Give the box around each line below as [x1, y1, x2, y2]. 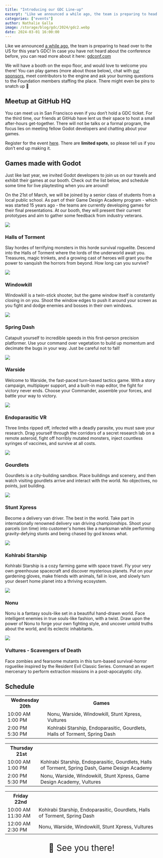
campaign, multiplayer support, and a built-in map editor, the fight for [5, 382, 143, 388]
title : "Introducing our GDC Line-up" [5, 7, 83, 12]
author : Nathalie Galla [5, 20, 53, 26]
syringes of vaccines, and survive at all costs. [5, 441, 97, 446]
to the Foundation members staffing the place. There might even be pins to [5, 78, 155, 84]
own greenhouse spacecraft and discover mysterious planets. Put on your [5, 568, 153, 573]
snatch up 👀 [5, 83, 29, 89]
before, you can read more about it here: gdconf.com [5, 53, 112, 59]
